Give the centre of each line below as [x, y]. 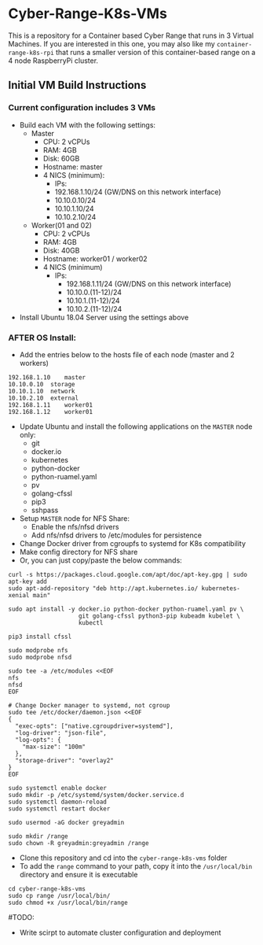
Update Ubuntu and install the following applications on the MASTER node [136, 426]
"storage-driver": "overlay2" [64, 760]
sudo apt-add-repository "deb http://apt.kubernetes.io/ [103, 588]
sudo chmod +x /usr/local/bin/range [68, 903]
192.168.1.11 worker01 [50, 405]
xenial [19, 595]
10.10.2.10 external [44, 398]
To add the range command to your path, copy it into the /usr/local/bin [136, 866]
